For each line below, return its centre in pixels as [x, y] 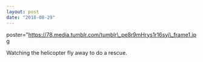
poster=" [18, 34]
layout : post [23, 12]
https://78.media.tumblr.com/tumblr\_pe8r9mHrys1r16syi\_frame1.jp [112, 34]
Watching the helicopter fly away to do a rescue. [67, 52]
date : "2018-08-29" [31, 17]
